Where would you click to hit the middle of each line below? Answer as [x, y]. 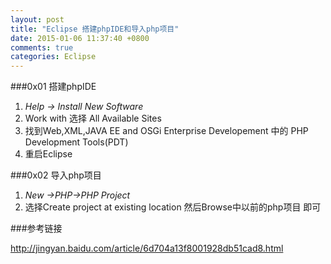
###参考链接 [36, 228]
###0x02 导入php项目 [56, 175]
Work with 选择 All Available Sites [93, 118]
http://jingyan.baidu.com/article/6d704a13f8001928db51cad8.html [147, 248]
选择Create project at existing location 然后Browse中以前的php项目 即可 [173, 207]
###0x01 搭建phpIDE [53, 87]
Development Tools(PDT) [76, 142]
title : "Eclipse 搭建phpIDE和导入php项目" [95, 29]
